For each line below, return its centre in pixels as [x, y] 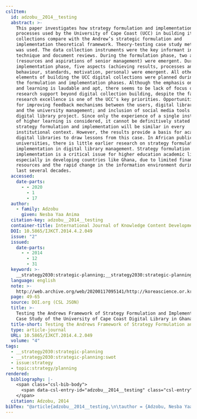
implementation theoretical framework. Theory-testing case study [99, 45]
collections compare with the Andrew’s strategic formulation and [99, 39]
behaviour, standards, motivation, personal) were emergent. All [98, 72]
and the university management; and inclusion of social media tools [103, 110]
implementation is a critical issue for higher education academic [100, 154]
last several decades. [44, 171]
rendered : [18, 374]
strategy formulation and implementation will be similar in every [100, 127]
